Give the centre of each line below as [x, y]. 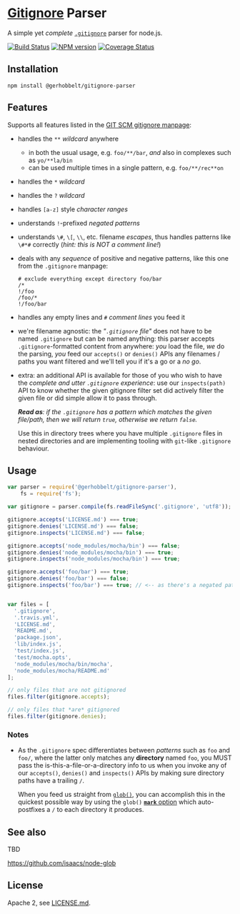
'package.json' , [38, 638]
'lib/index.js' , [38, 644]
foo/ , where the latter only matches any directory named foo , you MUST [125, 758]
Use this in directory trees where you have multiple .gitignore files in [120, 433]
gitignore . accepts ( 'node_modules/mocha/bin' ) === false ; [94, 546]
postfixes [31, 810]
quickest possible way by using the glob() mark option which [107, 802]
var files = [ [29, 604]
